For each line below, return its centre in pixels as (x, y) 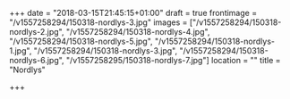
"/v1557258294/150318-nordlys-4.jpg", (138, 32)
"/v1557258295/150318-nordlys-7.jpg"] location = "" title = (173, 60)
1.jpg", (21, 51)
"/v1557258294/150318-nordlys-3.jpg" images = (98, 22)
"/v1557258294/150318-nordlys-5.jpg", (81, 41)
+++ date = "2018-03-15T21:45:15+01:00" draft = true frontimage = (133, 13)
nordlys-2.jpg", (37, 32)
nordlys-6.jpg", (37, 60)
